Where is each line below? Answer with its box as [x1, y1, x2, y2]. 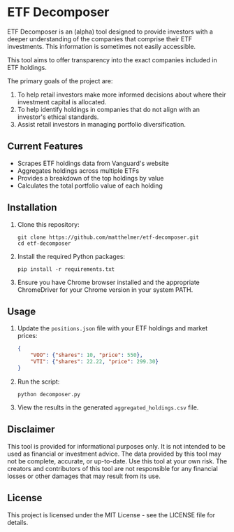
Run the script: [17, 377, 60, 386]
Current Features [7, 141, 84, 153]
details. [7, 518, 29, 526]
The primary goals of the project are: [7, 76, 113, 85]
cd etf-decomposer [17, 239, 71, 247]
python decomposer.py [17, 391, 80, 398]
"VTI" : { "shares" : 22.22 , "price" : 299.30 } [30, 358, 159, 365]
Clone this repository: [17, 220, 80, 228]
